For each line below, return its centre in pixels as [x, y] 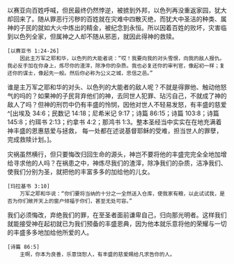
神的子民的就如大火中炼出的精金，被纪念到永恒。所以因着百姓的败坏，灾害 [114, 28]
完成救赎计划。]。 [31, 139]
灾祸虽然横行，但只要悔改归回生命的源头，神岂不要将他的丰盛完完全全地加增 [117, 154]
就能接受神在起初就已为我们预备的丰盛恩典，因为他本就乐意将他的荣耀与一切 [117, 223]
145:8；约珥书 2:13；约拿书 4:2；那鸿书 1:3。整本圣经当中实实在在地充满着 [115, 122]
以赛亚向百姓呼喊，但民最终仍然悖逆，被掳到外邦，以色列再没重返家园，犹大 [117, 10]
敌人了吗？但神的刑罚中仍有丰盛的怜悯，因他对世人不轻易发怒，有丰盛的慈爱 [117, 104]
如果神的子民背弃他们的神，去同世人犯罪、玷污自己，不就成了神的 [132, 96]
